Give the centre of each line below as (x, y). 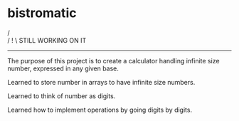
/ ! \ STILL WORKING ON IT (47, 40)
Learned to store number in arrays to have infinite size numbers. (101, 82)
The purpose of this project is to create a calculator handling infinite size (113, 60)
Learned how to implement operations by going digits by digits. (100, 110)
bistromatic (42, 13)
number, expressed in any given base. (63, 68)
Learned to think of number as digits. (62, 96)
